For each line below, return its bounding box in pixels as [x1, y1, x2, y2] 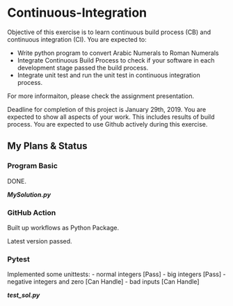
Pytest [7, 254, 30, 264]
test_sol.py [7, 291, 40, 300]
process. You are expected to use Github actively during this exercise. [7, 120, 208, 128]
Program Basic [7, 161, 58, 171]
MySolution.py [7, 190, 51, 199]
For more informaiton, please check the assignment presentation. [7, 92, 195, 100]
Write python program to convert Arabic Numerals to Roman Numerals [17, 49, 219, 57]
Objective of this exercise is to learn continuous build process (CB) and [7, 28, 211, 36]
